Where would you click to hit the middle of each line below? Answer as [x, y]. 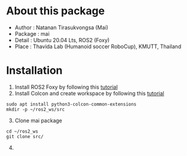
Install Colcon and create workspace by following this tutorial [89, 93]
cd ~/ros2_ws [22, 131]
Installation [34, 71]
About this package [56, 11]
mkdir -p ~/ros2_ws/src [36, 109]
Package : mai [32, 33]
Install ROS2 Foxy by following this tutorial [66, 87]
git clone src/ [25, 136]
